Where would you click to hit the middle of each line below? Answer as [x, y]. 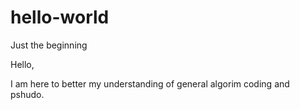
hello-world [60, 17]
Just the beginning [49, 45]
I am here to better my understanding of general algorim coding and [150, 83]
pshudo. [27, 94]
